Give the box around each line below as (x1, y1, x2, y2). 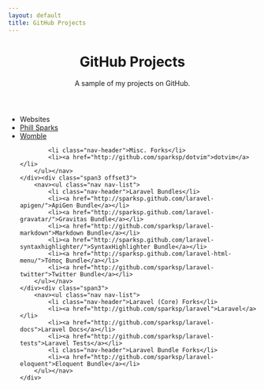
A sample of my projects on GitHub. (74, 79, 191, 88)
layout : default (8, 11, 61, 20)
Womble (19, 132, 47, 141)
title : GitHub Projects (8, 19, 87, 27)
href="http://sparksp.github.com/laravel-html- (73, 250, 232, 258)
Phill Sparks (19, 123, 59, 132)
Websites (19, 115, 50, 124)
